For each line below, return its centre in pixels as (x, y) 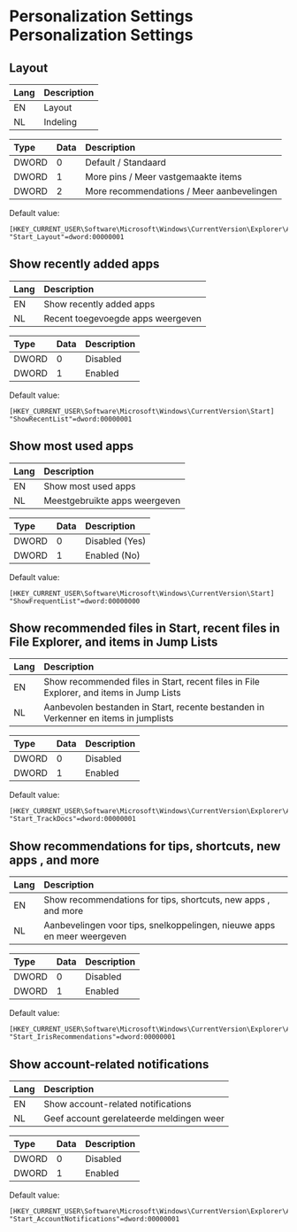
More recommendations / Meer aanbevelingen (181, 191)
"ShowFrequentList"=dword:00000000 (75, 601)
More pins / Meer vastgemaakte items (164, 177)
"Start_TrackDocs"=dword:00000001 (73, 819)
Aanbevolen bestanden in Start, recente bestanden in (154, 708)
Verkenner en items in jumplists (109, 718)
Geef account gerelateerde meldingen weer (134, 1119)
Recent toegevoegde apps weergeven (122, 318)
